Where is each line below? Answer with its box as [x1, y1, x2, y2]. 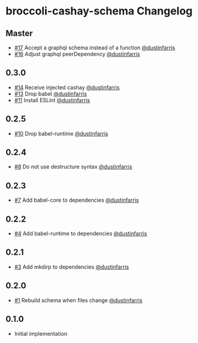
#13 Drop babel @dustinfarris [14, 90, 88, 97]
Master [5, 28, 34, 38]
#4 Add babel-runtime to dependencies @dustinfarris [14, 230, 148, 237]
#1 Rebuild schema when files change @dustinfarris [14, 296, 143, 304]
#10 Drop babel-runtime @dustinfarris [14, 130, 109, 137]
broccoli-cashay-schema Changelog [5, 4, 193, 18]
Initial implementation [14, 330, 68, 337]
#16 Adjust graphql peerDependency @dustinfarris [14, 50, 140, 58]
